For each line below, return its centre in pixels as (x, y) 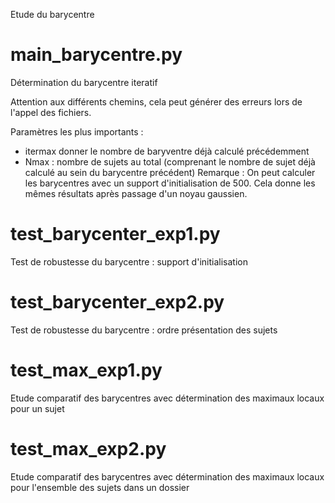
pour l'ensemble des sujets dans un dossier (100, 487)
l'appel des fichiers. (51, 112)
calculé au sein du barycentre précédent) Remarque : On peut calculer (170, 172)
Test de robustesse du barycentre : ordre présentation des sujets (144, 330)
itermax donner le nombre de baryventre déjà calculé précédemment (167, 151)
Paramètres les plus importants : (77, 131)
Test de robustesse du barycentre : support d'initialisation (129, 261)
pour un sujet (37, 408)
